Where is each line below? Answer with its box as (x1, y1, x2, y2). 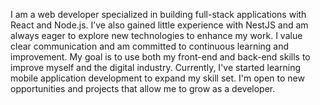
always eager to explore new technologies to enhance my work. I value (10, 30, 303, 41)
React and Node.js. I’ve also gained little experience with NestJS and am (10, 19, 309, 31)
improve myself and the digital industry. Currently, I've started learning (10, 62, 302, 73)
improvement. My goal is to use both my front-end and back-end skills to (10, 51, 311, 63)
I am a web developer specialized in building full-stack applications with (10, 9, 307, 20)
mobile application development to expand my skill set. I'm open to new (10, 72, 305, 84)
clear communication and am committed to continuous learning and (10, 40, 290, 52)
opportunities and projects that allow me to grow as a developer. (10, 83, 276, 94)
